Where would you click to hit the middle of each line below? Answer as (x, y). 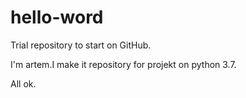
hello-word (57, 17)
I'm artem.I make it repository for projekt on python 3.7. (123, 64)
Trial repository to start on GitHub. (81, 45)
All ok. (23, 83)
